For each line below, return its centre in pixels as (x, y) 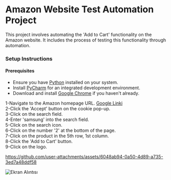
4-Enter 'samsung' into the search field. (47, 119)
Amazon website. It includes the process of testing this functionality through (86, 40)
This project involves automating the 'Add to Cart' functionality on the (79, 34)
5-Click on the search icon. (34, 125)
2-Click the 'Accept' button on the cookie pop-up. (58, 109)
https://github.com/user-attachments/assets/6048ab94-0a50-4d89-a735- (84, 157)
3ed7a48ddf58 (21, 162)
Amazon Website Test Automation (80, 9)
